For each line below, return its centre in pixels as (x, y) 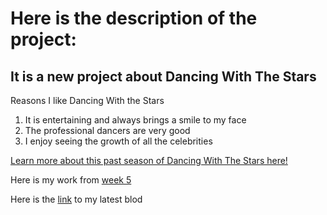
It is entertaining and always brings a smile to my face (135, 120)
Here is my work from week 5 (71, 180)
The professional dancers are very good (107, 130)
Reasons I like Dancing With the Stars (87, 100)
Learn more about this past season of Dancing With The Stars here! (149, 160)
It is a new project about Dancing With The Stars (163, 76)
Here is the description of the (134, 18)
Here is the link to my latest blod (76, 199)
